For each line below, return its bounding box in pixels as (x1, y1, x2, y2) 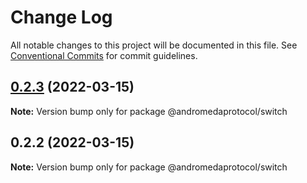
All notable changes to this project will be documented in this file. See (10, 39, 298, 51)
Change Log (10, 6, 113, 29)
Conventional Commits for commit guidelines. (10, 49, 198, 61)
